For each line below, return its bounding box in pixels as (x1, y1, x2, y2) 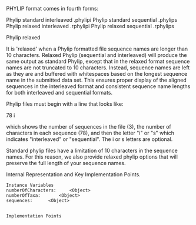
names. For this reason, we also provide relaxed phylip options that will (6, 153, 178, 160)
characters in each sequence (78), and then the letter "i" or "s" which (6, 129, 175, 136)
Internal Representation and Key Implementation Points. (6, 171, 141, 178)
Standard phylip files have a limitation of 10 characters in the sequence (6, 147, 178, 154)
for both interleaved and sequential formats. (6, 89, 113, 96)
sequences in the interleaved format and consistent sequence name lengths (6, 83, 191, 90)
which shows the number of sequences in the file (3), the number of (6, 123, 172, 130)
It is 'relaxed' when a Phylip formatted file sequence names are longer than (6, 45, 188, 52)
